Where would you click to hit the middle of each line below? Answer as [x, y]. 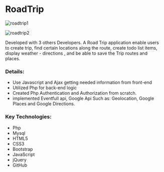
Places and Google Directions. [44, 104]
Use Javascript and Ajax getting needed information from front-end [82, 82]
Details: [15, 71]
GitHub [20, 165]
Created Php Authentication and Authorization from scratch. [74, 93]
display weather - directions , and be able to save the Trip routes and [76, 53]
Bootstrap [23, 149]
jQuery [19, 159]
